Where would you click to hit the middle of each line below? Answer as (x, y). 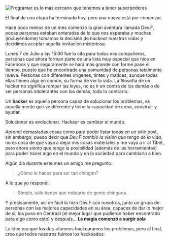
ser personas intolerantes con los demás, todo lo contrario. (67, 91)
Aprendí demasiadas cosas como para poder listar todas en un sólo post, (82, 132)
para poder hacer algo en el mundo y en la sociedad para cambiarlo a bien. (84, 153)
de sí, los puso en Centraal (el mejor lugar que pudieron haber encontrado (83, 213)
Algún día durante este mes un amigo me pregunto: (59, 163)
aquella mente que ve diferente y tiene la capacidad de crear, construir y (81, 107)
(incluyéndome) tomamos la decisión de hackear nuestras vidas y (74, 38)
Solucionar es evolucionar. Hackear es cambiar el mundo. (65, 122)
